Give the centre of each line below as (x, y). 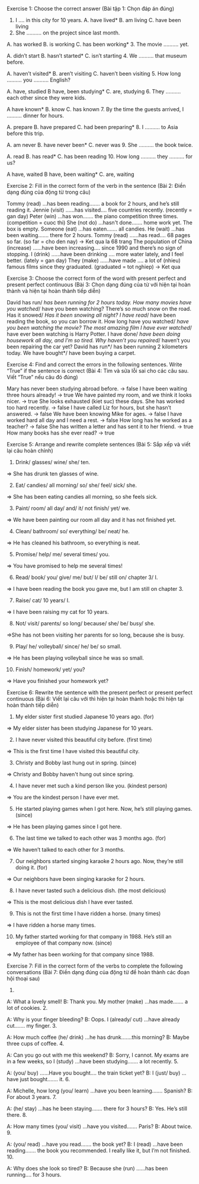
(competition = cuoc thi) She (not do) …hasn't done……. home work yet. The (100, 223)
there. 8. (17, 1115)
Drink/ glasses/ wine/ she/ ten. (53, 462)
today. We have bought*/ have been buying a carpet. (71, 353)
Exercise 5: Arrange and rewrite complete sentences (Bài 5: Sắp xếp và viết (99, 444)
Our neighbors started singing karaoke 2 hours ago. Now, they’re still (99, 861)
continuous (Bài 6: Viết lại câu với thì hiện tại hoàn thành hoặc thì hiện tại (95, 699)
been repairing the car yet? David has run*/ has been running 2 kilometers (97, 347)
